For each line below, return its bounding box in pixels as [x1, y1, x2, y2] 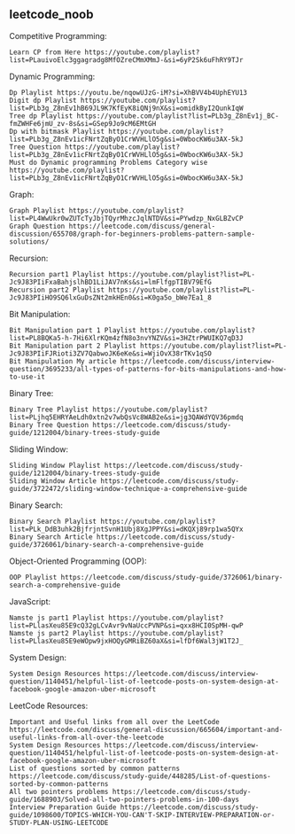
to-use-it [9, 372, 46, 381]
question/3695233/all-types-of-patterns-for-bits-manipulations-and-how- [9, 364, 288, 373]
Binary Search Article [9, 532, 93, 542]
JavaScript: [9, 596, 51, 606]
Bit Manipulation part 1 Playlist [9, 325, 137, 335]
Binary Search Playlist [9, 517, 97, 526]
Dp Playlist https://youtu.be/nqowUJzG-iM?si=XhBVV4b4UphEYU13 [9, 88, 248, 97]
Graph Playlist [9, 206, 66, 215]
